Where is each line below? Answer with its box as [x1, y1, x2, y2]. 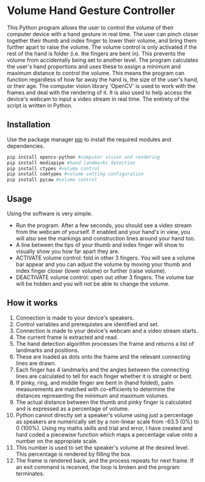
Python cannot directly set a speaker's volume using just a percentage [15, 411, 193, 418]
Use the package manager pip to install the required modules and [7, 136, 171, 143]
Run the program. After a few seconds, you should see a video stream [15, 221, 192, 229]
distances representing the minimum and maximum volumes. [15, 392, 170, 399]
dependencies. [7, 142, 45, 150]
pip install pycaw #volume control [7, 177, 98, 183]
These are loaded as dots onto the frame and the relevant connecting [15, 352, 191, 360]
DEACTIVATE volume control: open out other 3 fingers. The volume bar [15, 273, 195, 281]
